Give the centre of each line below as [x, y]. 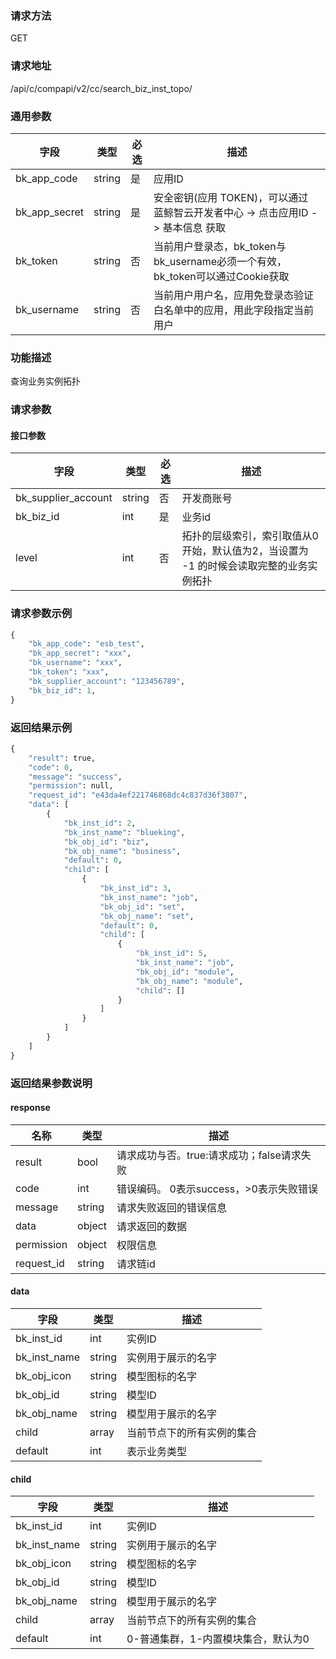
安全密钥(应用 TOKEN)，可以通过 [231, 197]
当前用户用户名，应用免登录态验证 [233, 295]
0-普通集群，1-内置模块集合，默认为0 [218, 1639]
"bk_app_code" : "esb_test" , [86, 644]
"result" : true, [62, 758]
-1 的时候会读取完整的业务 [244, 566]
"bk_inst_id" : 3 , [135, 888]
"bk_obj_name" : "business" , [122, 851]
